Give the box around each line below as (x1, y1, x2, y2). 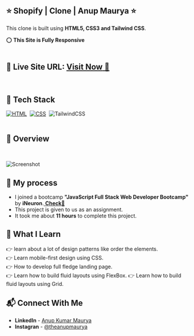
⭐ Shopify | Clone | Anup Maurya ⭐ (6, 6, 137, 16)
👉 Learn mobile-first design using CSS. (6, 254, 104, 261)
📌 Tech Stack (6, 95, 55, 105)
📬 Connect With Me (6, 298, 83, 308)
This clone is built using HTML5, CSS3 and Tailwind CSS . (6, 24, 146, 32)
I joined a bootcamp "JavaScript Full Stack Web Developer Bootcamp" (14, 193, 189, 200)
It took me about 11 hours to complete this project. (14, 212, 137, 219)
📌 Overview (6, 133, 50, 144)
